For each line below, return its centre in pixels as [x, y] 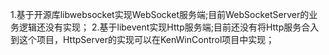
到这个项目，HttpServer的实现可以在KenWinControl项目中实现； [142, 39]
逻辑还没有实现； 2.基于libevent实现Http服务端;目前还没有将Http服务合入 [169, 27]
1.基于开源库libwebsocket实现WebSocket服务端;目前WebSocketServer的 [160, 14]
